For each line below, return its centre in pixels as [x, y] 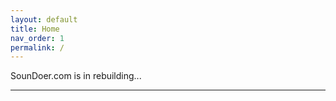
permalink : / [37, 47]
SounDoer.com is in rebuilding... [76, 76]
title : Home [35, 29]
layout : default [44, 19]
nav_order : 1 [37, 38]
